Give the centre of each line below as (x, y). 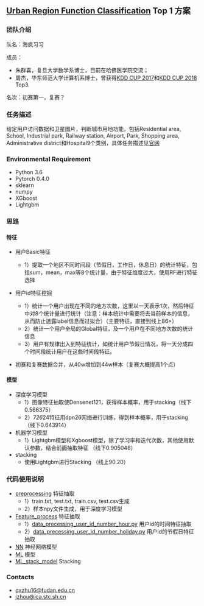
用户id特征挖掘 (33, 293)
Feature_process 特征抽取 (47, 516)
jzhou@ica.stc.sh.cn (40, 597)
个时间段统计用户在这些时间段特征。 (70, 351)
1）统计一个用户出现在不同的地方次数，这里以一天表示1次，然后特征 (109, 306)
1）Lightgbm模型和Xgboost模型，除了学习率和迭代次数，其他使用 (106, 440)
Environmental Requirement (49, 159)
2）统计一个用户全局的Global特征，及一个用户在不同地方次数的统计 (109, 329)
